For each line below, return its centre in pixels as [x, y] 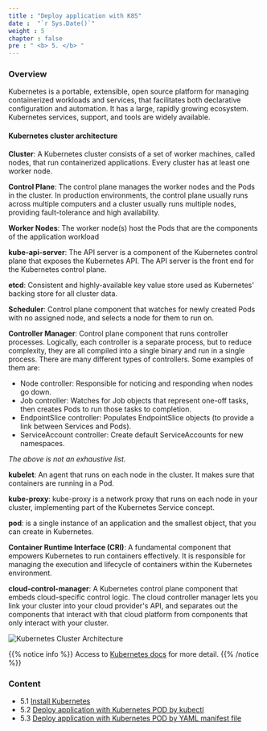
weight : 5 [27, 31]
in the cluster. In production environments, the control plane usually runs [128, 195]
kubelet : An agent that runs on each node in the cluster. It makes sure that [131, 474]
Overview [28, 74]
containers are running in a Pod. [62, 483]
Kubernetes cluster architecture [63, 136]
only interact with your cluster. [59, 623]
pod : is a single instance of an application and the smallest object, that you [132, 523]
